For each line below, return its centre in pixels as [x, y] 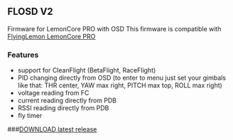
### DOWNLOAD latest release [52, 129]
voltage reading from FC [53, 93]
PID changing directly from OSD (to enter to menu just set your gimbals [121, 78]
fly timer [30, 116]
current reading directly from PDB [67, 101]
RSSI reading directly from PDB [63, 108]
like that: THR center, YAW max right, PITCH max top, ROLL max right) [120, 85]
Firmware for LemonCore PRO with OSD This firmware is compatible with [114, 28]
